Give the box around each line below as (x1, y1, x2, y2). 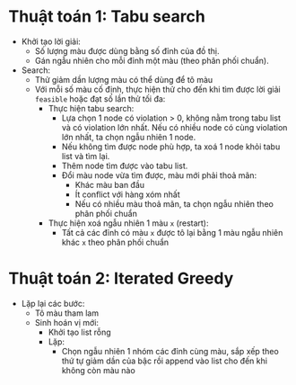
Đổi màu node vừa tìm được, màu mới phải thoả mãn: (61, 169, 257, 181)
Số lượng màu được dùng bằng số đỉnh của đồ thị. (34, 45, 220, 56)
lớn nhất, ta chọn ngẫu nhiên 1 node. (61, 131, 196, 142)
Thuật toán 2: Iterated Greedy (8, 268, 234, 289)
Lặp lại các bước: (21, 298, 85, 309)
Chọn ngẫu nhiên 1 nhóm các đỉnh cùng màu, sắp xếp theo (61, 345, 279, 356)
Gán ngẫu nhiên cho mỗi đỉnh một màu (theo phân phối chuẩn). (34, 55, 270, 66)
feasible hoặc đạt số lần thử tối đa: (34, 93, 166, 104)
